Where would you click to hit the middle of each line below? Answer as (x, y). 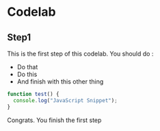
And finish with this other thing (60, 82)
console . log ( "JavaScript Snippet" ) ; (65, 100)
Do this (27, 74)
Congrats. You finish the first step (54, 120)
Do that (27, 67)
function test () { (33, 94)
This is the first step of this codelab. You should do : (80, 53)
